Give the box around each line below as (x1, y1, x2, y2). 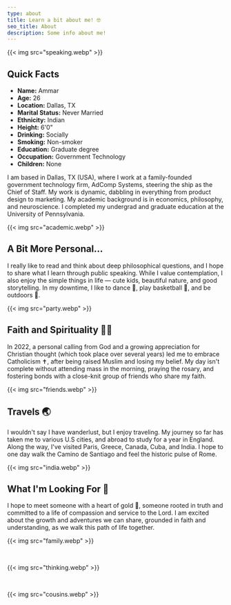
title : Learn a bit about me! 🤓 (7, 17, 101, 23)
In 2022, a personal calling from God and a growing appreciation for (7, 342, 200, 350)
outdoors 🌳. (7, 290, 41, 299)
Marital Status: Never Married (17, 108, 103, 117)
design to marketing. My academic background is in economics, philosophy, (7, 195, 224, 204)
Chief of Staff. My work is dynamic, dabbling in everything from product (7, 188, 212, 197)
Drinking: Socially (17, 130, 69, 139)
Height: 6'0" (17, 123, 53, 132)
